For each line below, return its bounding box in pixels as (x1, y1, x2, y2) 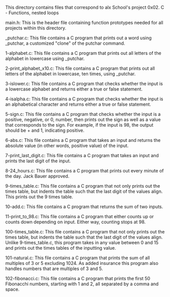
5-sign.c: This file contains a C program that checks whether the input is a (5, 111, 161, 117)
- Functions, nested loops (5, 10, 59, 16)
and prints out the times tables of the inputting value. (5, 245, 116, 251)
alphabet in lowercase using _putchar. (5, 55, 85, 62)
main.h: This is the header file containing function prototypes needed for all (5, 20, 164, 25)
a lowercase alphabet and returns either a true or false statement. (5, 86, 143, 92)
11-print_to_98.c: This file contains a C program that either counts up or (5, 214, 154, 219)
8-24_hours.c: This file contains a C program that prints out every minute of (5, 168, 164, 173)
